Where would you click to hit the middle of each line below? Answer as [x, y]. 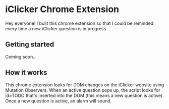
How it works [26, 72]
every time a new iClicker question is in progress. [56, 28]
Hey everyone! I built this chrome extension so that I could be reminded [79, 23]
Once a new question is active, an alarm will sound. [59, 101]
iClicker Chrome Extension [62, 9]
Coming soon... [21, 57]
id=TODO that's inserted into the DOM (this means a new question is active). [84, 95]
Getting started [30, 45]
